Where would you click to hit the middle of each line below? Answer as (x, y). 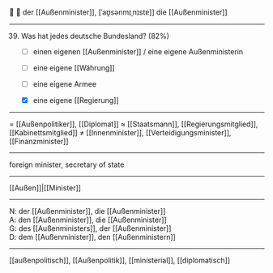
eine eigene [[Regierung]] (76, 100)
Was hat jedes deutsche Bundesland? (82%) (95, 36)
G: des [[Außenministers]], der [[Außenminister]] (90, 228)
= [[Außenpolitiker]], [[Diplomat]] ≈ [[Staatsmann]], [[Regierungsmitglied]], (134, 124)
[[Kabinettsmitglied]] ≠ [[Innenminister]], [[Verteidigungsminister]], (120, 133)
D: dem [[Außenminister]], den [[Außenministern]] (93, 237)
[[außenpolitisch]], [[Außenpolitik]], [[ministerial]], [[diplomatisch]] (119, 260)
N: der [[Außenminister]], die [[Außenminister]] (87, 211)
